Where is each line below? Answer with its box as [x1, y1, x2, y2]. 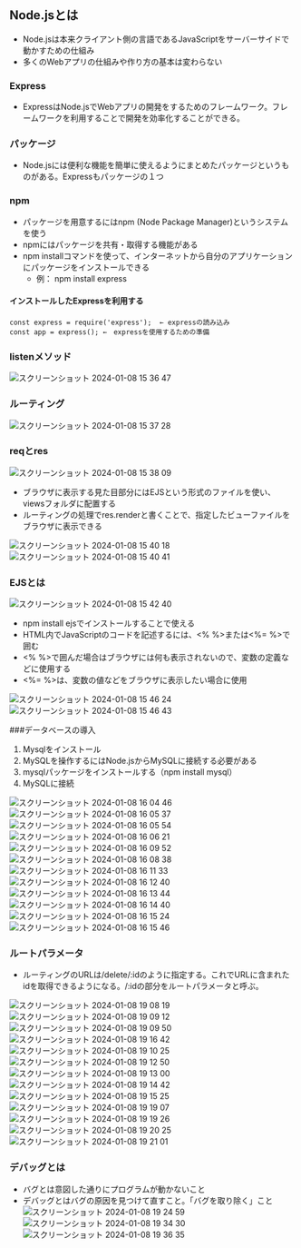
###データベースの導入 [9, 725, 96, 736]
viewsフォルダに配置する [22, 498, 116, 509]
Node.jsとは [9, 7, 79, 24]
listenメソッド [9, 350, 73, 362]
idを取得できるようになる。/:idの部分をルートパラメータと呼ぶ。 [22, 981, 265, 992]
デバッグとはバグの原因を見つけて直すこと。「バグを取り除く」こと [22, 1194, 274, 1205]
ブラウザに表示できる [22, 520, 102, 531]
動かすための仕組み [22, 45, 95, 55]
